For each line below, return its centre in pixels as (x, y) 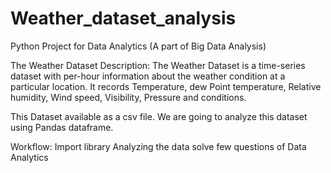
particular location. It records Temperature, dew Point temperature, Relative (166, 86)
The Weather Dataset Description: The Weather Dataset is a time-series (158, 65)
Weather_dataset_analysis (123, 18)
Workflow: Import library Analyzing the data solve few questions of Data (158, 146)
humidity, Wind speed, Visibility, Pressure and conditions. (128, 97)
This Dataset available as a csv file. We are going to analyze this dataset (159, 116)
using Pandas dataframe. (62, 127)
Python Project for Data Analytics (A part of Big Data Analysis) (138, 46)
